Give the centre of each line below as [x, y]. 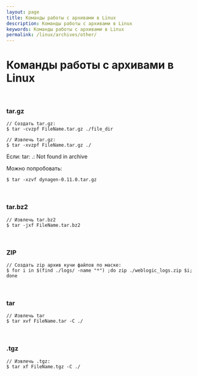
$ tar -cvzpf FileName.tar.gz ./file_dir [60, 129]
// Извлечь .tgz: [28, 361]
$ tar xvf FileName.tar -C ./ [45, 321]
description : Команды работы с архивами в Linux [69, 23]
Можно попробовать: [34, 169]
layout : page [23, 12]
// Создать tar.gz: [31, 124]
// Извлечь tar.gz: [31, 140]
